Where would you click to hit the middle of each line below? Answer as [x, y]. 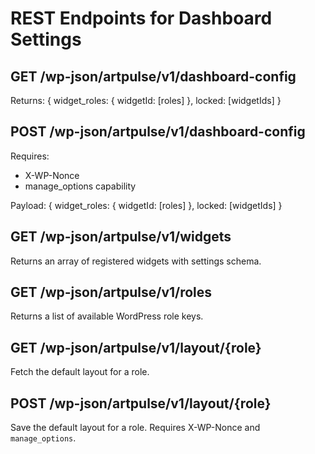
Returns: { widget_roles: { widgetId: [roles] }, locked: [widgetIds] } [146, 100]
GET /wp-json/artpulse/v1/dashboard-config [153, 76]
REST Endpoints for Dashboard [141, 18]
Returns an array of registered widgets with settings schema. [136, 261]
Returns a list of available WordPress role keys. [107, 316]
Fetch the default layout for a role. [80, 372]
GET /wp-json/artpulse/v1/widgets [121, 237]
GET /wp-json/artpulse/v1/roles [111, 292]
